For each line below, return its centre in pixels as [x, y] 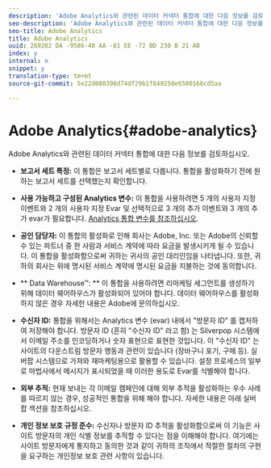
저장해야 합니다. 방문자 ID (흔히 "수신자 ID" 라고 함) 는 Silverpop [130, 331]
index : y [23, 53]
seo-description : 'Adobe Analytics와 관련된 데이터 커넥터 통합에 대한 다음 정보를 [136, 23]
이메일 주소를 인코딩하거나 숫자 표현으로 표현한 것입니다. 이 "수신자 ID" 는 [144, 341]
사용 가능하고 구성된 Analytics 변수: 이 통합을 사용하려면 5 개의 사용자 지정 [138, 198]
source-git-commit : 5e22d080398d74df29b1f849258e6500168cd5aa [115, 83]
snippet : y [27, 69]
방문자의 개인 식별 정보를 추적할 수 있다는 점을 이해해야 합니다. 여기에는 [147, 436]
